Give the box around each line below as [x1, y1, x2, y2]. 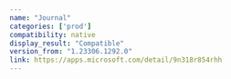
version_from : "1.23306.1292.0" [9, 47, 132, 56]
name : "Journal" [9, 13, 71, 23]
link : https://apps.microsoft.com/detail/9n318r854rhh [9, 55, 223, 64]
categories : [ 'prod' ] [9, 22, 92, 31]
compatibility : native [9, 30, 96, 39]
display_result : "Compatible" [9, 38, 125, 48]
